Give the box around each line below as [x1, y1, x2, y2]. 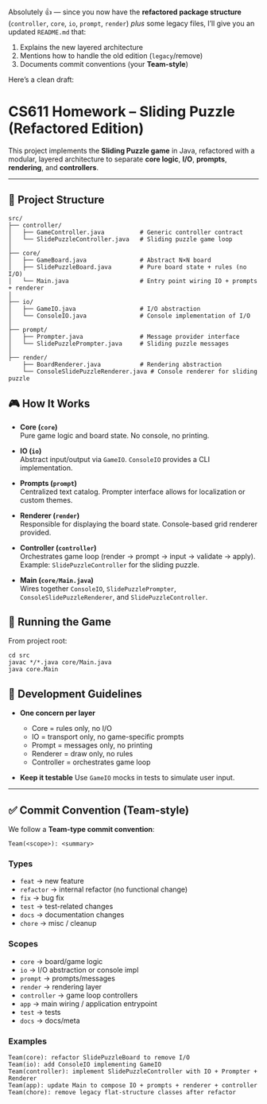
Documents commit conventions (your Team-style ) [19, 60, 189, 68]
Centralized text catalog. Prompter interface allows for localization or [19, 487, 246, 496]
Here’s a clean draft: [8, 75, 74, 84]
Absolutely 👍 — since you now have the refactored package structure [8, 7, 242, 17]
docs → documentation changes [19, 910, 125, 919]
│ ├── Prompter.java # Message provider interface [8, 332, 240, 340]
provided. [19, 527, 52, 537]
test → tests [19, 1007, 61, 1017]
